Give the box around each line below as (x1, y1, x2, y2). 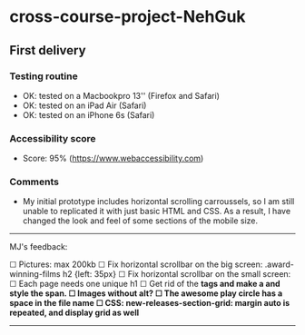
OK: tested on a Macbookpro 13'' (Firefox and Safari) (22, 90, 221, 101)
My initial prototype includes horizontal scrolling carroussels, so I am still (22, 196, 295, 207)
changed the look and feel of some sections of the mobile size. (22, 215, 259, 226)
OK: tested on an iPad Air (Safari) (22, 100, 147, 111)
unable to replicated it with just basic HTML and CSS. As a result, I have (22, 206, 291, 217)
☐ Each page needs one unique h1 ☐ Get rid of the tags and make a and (9, 279, 280, 290)
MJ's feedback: (9, 241, 68, 252)
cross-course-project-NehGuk (9, 6, 247, 27)
